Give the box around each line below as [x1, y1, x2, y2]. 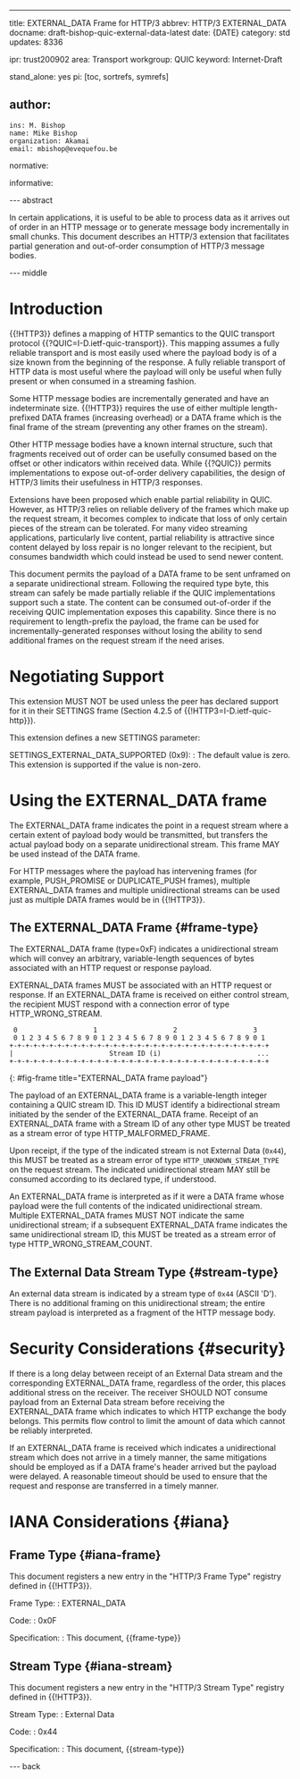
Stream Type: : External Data [9, 1709, 115, 1719]
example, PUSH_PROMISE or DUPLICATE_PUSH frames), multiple [9, 875, 251, 886]
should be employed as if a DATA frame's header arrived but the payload [9, 1462, 277, 1472]
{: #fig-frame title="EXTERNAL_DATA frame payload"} [9, 1073, 208, 1083]
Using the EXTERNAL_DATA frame [9, 790, 268, 810]
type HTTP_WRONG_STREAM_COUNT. [9, 1239, 154, 1250]
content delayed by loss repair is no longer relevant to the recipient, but [9, 542, 272, 552]
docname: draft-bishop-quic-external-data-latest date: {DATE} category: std [9, 28, 291, 38]
